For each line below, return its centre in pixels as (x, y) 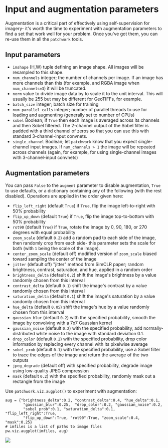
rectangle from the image (39, 381)
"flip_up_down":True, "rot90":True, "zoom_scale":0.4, (82, 418)
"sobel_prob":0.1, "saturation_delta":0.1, (69, 409)
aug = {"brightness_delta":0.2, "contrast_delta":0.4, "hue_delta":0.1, (83, 400)
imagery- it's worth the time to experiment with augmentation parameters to (83, 28)
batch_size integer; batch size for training (55, 104)
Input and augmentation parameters (82, 9)
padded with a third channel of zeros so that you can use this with (80, 131)
